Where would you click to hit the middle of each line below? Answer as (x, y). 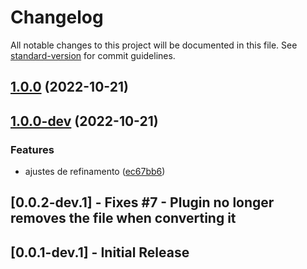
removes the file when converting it (123, 218)
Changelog (57, 17)
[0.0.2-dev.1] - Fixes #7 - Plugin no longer (142, 202)
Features (32, 149)
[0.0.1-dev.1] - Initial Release (100, 252)
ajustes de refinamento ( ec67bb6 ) (95, 172)
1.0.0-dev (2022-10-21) (84, 121)
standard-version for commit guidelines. (93, 55)
